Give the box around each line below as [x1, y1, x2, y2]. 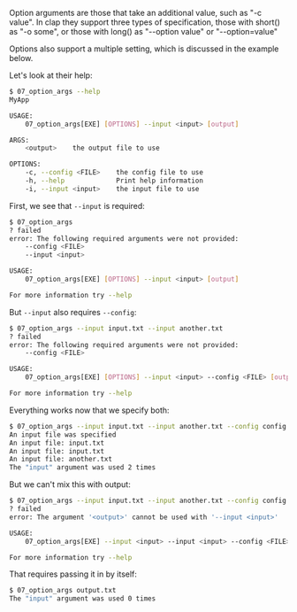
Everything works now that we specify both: [9, 405, 170, 415]
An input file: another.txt [9, 455, 113, 464]
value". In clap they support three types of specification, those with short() [9, 17, 280, 27]
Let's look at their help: [9, 70, 93, 81]
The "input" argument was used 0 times [9, 594, 156, 603]
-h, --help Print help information [25, 176, 203, 185]
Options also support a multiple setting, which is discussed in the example [9, 43, 279, 54]
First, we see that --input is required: [9, 200, 146, 211]
